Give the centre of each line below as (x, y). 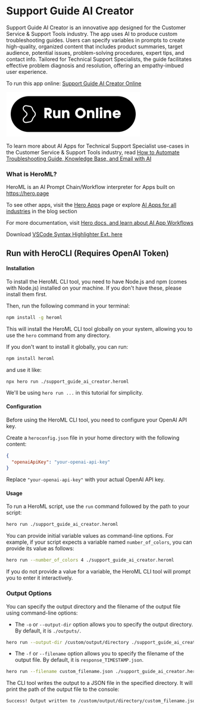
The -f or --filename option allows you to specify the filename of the (99, 653)
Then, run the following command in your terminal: (68, 306)
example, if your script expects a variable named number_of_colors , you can (99, 542)
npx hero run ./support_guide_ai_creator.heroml (68, 382)
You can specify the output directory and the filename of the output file (93, 606)
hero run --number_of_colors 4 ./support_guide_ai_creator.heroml (90, 560)
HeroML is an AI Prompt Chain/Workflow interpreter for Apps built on (91, 187)
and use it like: (24, 370)
